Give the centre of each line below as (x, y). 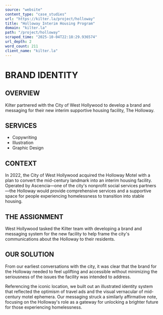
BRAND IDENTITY (42, 75)
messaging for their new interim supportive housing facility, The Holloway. (80, 110)
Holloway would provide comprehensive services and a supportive (84, 191)
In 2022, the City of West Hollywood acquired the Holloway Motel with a (78, 175)
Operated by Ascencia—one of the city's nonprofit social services (71, 186)
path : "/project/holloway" (33, 32)
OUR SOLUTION (30, 254)
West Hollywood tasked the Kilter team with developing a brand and (73, 229)
